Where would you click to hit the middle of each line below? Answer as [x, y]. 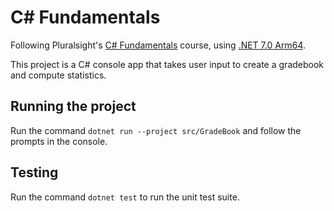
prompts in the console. [59, 141]
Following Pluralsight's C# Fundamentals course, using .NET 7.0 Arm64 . [158, 45]
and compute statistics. [58, 75]
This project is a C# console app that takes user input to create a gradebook [167, 64]
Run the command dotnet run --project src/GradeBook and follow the [156, 130]
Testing [34, 172]
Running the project [73, 106]
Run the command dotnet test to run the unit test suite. [125, 197]
